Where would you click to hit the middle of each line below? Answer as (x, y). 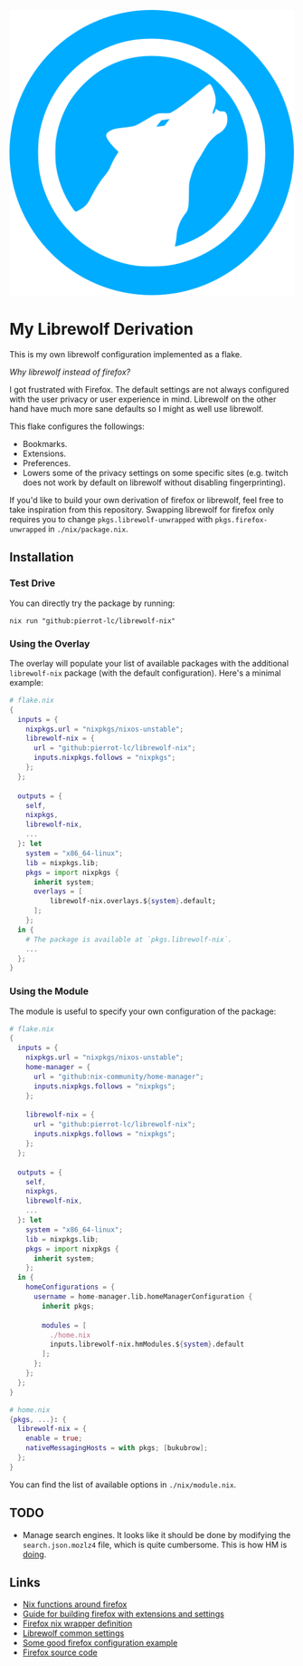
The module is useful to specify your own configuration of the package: (143, 1011)
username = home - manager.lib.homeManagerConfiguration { (143, 1297)
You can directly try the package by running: (92, 603)
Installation (42, 557)
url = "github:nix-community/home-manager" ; (118, 1077)
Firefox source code (60, 1652)
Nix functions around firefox (75, 1604)
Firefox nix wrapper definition (77, 1623)
